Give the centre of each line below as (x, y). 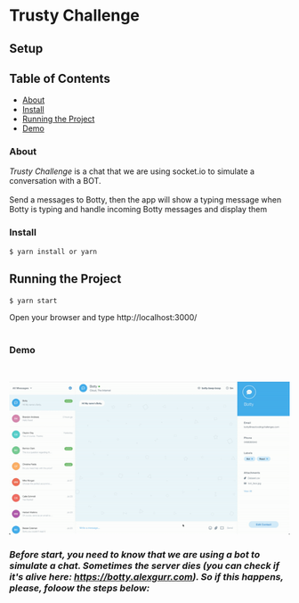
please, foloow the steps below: (80, 588)
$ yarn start (33, 301)
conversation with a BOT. (55, 180)
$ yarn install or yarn (53, 252)
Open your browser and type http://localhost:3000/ (103, 317)
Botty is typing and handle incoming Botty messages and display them (138, 209)
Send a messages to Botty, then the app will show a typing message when (145, 199)
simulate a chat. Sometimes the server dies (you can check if (145, 566)
